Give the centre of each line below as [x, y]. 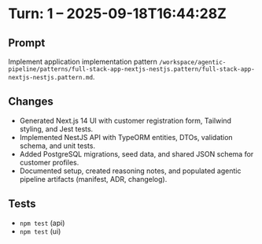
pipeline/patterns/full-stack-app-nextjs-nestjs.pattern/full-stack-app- [132, 69]
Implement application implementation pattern [83, 61]
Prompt [27, 43]
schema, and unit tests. [57, 146]
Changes [31, 102]
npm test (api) [42, 223]
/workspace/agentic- [192, 62]
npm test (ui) [40, 231]
